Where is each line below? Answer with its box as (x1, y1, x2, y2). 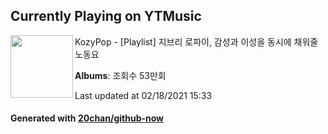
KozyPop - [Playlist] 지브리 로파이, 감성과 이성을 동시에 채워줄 (74, 35, 319, 48)
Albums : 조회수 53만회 (74, 69, 167, 81)
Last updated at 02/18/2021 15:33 (74, 89, 213, 101)
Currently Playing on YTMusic (10, 8, 202, 25)
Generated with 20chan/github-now (10, 112, 165, 124)
